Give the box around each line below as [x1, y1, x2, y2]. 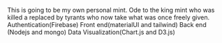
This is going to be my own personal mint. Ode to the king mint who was [7, 6, 215, 14]
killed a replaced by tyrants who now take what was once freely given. [7, 13, 210, 21]
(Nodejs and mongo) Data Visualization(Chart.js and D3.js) [7, 28, 176, 36]
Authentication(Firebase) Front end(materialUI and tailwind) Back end [7, 21, 207, 28]
